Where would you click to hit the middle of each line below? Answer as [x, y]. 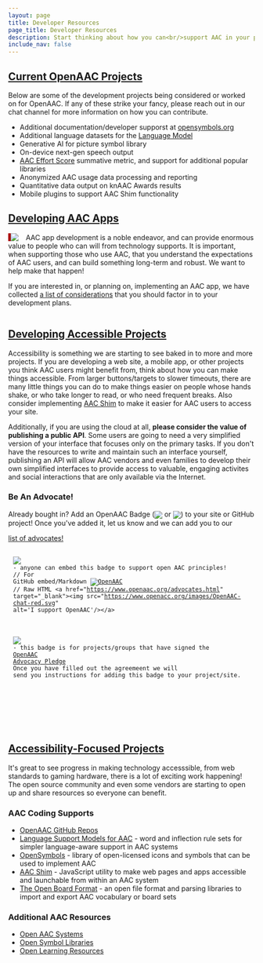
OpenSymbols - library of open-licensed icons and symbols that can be [135, 855]
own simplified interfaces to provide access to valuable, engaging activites [128, 469]
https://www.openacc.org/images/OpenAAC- [173, 596]
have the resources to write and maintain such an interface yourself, [118, 451]
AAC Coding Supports [51, 813]
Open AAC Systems [51, 934]
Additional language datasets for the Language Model [106, 135]
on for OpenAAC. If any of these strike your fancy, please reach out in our [127, 104]
